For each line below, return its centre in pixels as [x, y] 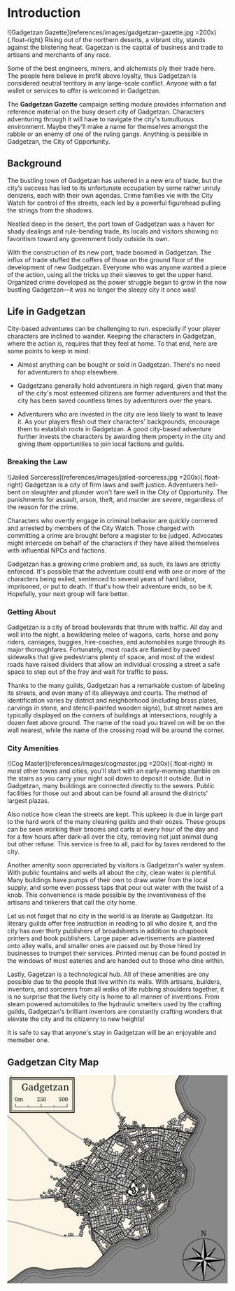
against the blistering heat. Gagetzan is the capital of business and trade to [115, 47]
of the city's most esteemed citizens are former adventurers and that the [122, 393]
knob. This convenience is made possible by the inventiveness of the [107, 895]
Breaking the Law [37, 462]
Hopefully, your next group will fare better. [68, 593]
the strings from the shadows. [50, 210]
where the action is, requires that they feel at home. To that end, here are [112, 343]
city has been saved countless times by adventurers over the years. [115, 400]
